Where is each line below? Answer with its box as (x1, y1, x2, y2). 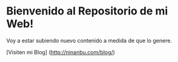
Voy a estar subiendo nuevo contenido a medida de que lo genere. (6, 37, 173, 44)
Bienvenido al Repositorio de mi (6, 4, 168, 18)
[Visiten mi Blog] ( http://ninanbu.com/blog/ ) (6, 48, 115, 55)
